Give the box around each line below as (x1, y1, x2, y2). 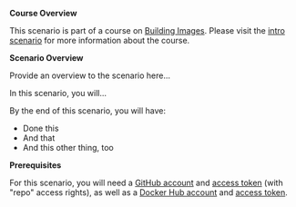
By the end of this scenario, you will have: (9, 105, 167, 116)
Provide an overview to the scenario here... (9, 70, 171, 81)
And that (22, 133, 56, 143)
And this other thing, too (22, 143, 114, 153)
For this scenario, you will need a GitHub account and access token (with (9, 177, 284, 188)
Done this (22, 123, 59, 133)
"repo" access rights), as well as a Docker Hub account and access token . (9, 187, 289, 198)
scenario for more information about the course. (9, 35, 190, 45)
